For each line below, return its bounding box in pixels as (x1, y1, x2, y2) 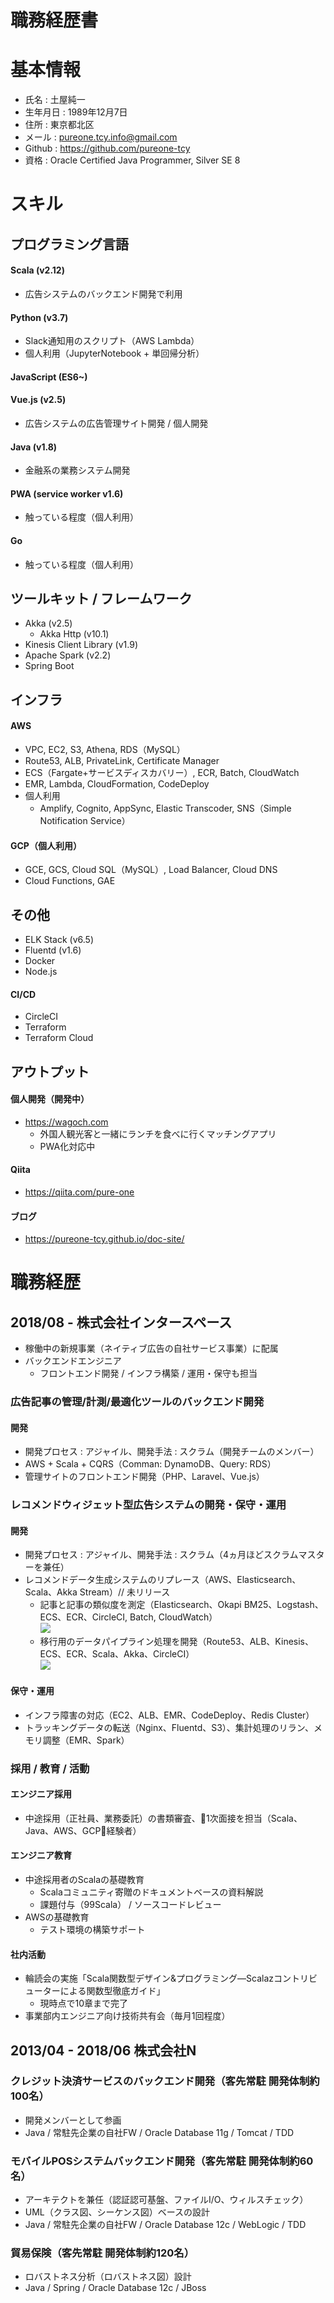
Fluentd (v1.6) (24, 944, 82, 956)
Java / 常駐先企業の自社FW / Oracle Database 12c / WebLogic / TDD (24, 2219, 307, 2231)
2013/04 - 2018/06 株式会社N (10, 2042, 197, 2059)
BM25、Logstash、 (243, 1599, 324, 1611)
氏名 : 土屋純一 (24, 94, 86, 106)
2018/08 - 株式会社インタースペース (10, 1314, 233, 1331)
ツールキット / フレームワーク (10, 590, 193, 607)
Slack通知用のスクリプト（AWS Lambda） (24, 335, 200, 347)
